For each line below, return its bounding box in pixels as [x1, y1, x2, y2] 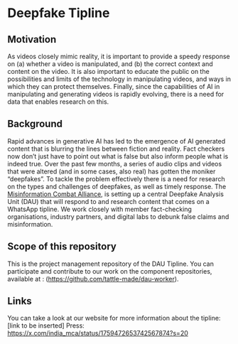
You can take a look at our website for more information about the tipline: [7, 314, 221, 323]
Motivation [7, 33, 57, 45]
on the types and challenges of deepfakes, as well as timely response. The [7, 182, 227, 190]
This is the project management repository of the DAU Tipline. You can [7, 259, 215, 268]
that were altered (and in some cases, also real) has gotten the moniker [7, 167, 216, 176]
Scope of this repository [7, 240, 117, 253]
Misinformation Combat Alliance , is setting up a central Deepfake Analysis [7, 190, 224, 198]
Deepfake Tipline [7, 5, 110, 21]
